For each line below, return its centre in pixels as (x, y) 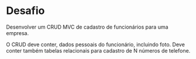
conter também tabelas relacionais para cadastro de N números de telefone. (98, 50)
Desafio (26, 11)
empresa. (18, 33)
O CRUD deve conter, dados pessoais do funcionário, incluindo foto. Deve (95, 44)
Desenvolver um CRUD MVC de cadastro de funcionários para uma (87, 27)
